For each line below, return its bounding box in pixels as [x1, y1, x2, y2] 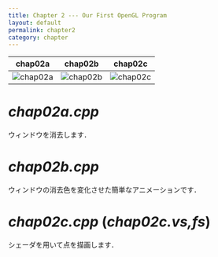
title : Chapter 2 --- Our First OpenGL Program [8, 11, 168, 20]
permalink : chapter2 [8, 26, 76, 34]
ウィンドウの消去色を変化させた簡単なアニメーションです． [8, 185, 201, 195]
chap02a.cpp [8, 103, 100, 121]
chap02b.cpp [8, 158, 100, 176]
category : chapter [8, 33, 68, 42]
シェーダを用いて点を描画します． [8, 240, 119, 250]
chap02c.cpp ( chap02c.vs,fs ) [8, 213, 211, 231]
